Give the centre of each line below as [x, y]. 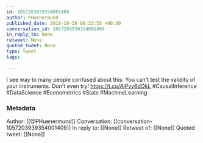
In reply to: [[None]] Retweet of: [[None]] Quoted [134, 127]
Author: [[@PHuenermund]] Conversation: [59, 121]
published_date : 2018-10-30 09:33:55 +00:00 [64, 23]
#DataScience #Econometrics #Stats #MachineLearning [77, 92]
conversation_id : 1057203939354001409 [55, 29]
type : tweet [21, 52]
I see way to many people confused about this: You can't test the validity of [101, 79]
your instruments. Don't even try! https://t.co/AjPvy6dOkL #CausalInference [101, 86]
